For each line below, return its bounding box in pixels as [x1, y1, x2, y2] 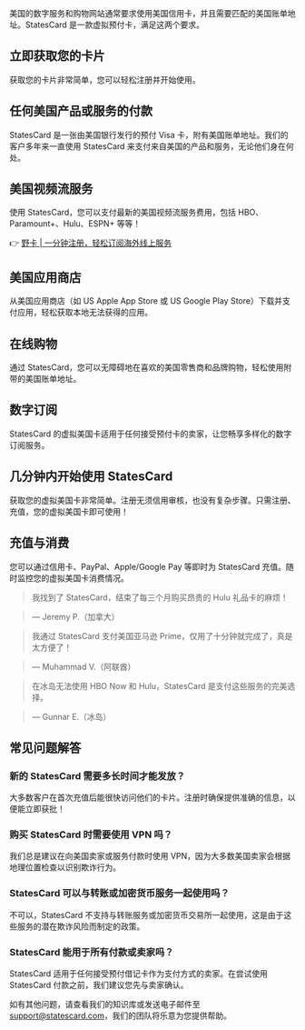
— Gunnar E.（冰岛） [31, 711, 112, 722]
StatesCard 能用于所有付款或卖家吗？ [9, 945, 174, 958]
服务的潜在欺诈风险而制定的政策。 [16, 921, 145, 932]
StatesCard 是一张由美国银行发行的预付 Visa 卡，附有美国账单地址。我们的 [9, 129, 289, 140]
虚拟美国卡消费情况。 [48, 572, 129, 584]
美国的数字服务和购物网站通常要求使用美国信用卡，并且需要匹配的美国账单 [9, 8, 288, 18]
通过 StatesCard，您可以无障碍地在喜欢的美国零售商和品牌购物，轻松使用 [9, 362, 284, 373]
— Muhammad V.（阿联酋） [31, 661, 136, 672]
